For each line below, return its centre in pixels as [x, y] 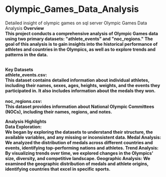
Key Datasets [19, 69]
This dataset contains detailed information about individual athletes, [77, 80]
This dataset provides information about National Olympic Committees [80, 106]
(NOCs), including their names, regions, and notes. [59, 112]
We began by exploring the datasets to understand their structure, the [79, 132]
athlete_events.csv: [26, 75]
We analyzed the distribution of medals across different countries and [79, 142]
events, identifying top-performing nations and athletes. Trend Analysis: [82, 148]
